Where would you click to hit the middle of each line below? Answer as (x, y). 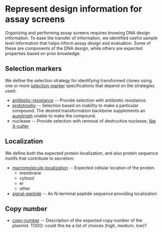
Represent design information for (74, 9)
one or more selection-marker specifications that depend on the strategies (80, 86)
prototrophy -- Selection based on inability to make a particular (75, 105)
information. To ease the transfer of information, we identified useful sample (81, 38)
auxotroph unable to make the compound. (54, 116)
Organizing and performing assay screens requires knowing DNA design (78, 33)
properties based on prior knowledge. (43, 53)
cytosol (27, 178)
